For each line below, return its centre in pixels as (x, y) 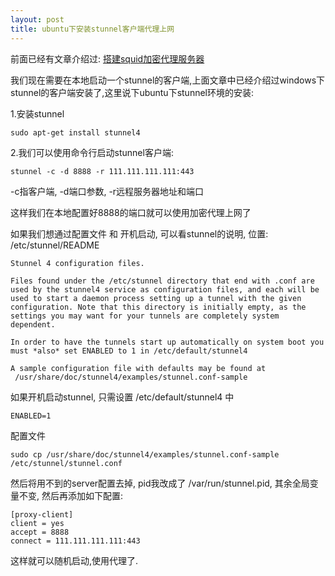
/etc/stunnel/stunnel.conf (66, 463)
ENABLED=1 (31, 416)
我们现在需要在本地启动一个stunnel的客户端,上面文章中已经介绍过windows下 (168, 80)
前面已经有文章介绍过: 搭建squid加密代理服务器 (107, 58)
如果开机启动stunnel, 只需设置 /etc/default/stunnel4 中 (122, 397)
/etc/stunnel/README (55, 245)
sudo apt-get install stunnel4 (75, 132)
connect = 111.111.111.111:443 (75, 541)
